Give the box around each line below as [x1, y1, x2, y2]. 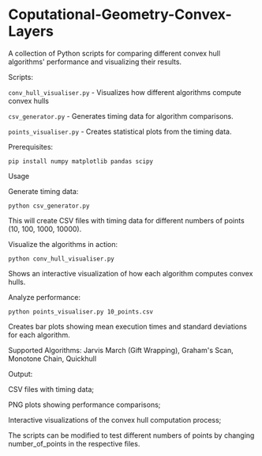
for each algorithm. [8, 330, 70, 340]
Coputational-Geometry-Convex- [8, 6, 232, 24]
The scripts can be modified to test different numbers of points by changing [8, 430, 255, 440]
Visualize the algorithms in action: [8, 239, 118, 249]
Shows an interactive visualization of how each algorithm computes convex [8, 268, 253, 278]
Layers [8, 22, 54, 40]
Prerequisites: [8, 142, 54, 151]
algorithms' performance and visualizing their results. [8, 57, 182, 66]
